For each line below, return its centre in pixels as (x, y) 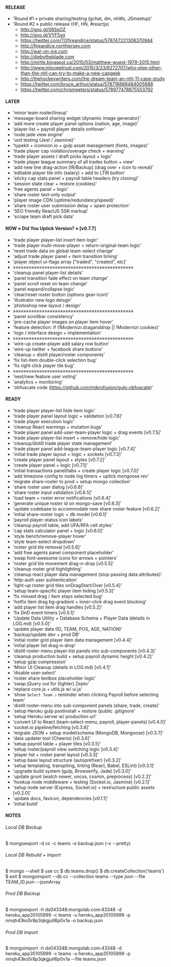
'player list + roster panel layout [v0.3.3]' (56, 754)
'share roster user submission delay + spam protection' (71, 206)
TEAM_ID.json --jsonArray (33, 882)
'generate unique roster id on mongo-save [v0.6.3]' (67, 503)
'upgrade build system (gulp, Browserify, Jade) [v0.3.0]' (72, 771)
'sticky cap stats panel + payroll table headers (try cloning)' (76, 178)
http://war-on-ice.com (44, 51)
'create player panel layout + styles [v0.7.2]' (59, 460)
